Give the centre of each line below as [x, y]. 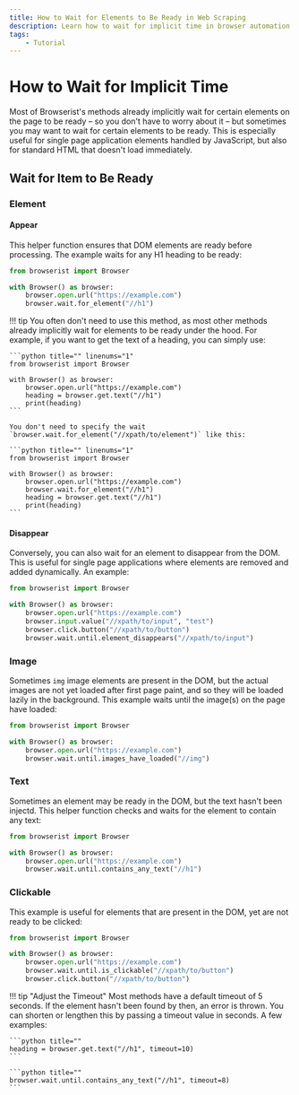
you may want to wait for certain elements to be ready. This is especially [142, 131]
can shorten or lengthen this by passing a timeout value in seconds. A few [146, 1015]
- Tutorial [46, 43]
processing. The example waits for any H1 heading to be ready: [126, 254]
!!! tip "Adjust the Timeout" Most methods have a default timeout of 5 [136, 995]
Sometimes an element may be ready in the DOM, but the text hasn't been [146, 801]
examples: [28, 1024]
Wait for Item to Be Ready [81, 178]
